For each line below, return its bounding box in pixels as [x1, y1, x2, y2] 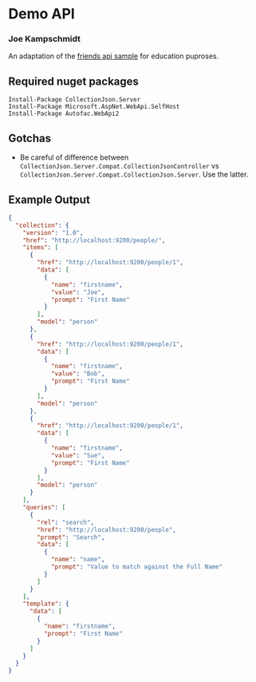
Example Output [8, 192, 90, 206]
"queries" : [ [22, 504, 66, 512]
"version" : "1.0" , [22, 228, 84, 236]
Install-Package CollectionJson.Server [8, 96, 141, 104]
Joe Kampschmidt [8, 34, 81, 45]
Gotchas [8, 131, 52, 145]
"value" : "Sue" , [50, 451, 105, 459]
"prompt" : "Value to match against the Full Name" [50, 563, 223, 571]
